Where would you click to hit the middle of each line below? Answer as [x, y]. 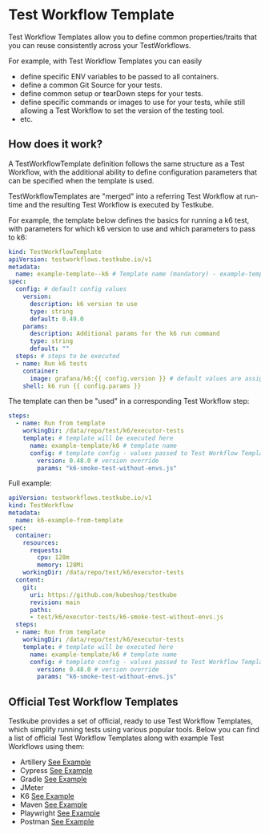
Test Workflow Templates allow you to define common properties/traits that [133, 37]
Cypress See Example [56, 771]
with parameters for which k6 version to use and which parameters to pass [132, 228]
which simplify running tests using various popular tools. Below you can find [134, 730]
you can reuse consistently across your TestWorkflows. [100, 45]
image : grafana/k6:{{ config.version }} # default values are [135, 378]
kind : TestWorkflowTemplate [55, 252]
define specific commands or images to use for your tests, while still [132, 102]
